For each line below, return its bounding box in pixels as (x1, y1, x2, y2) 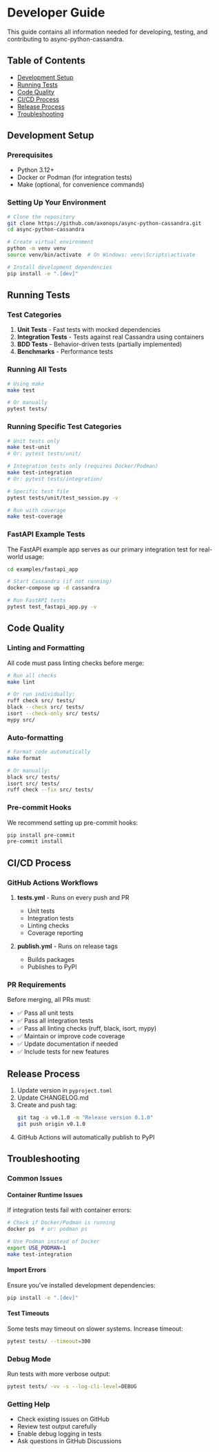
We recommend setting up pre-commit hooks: (7, 818, 138, 827)
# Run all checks (7, 672, 57, 679)
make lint (7, 678, 36, 686)
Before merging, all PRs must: (7, 996, 92, 1004)
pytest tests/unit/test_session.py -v (7, 494, 118, 501)
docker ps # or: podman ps (7, 1225, 88, 1233)
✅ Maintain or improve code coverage (17, 1032, 125, 1040)
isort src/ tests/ (7, 780, 60, 787)
